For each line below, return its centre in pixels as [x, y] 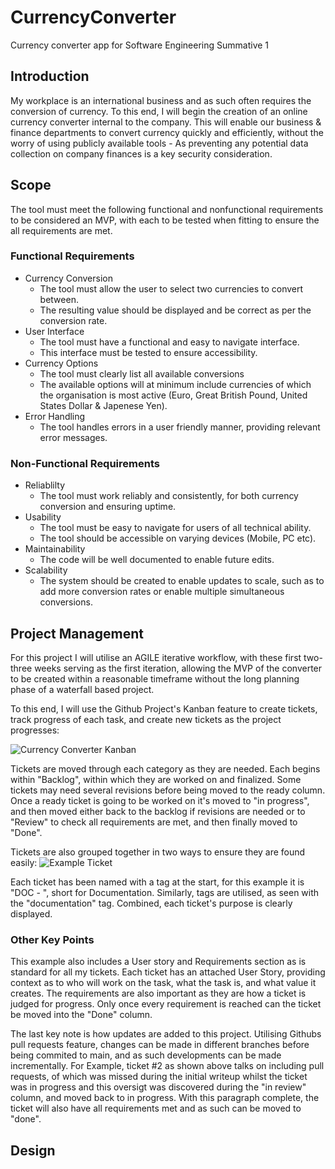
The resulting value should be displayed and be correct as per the [175, 310]
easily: [24, 862]
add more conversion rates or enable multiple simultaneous [162, 592]
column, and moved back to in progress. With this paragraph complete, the [165, 1098]
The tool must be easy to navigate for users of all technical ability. [175, 528]
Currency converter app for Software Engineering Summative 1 [140, 45]
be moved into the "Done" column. [81, 1015]
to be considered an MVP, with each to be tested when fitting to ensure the [165, 220]
